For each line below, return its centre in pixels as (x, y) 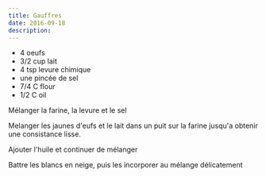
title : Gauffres (35, 15)
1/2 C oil (33, 95)
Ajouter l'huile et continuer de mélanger (73, 150)
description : (30, 30)
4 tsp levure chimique (55, 70)
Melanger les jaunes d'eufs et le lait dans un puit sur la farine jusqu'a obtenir (133, 126)
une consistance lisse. (45, 134)
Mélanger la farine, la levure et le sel (67, 110)
